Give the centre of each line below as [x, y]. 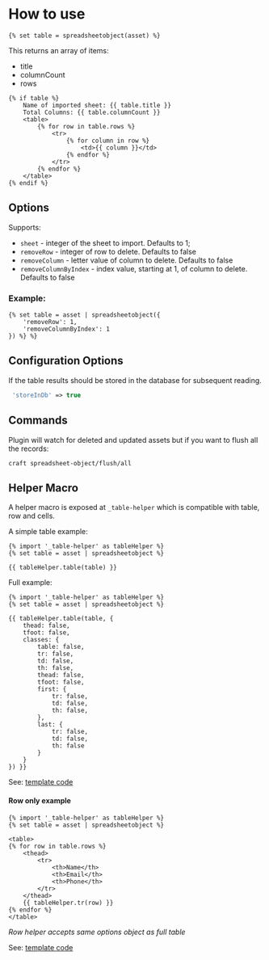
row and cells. [32, 516]
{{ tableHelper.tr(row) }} [68, 903]
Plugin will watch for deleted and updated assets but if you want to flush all [133, 440]
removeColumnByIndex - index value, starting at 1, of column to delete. [134, 268]
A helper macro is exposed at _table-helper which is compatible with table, [134, 507]
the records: [29, 448]
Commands [38, 421]
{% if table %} [34, 98]
